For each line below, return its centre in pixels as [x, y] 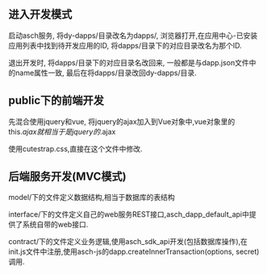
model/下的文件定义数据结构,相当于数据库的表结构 [92, 197]
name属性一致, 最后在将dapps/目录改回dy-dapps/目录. [106, 73]
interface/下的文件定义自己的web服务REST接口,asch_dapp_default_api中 [129, 214]
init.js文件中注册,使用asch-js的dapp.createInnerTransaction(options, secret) [134, 251]
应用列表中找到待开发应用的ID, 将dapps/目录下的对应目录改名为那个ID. [125, 45]
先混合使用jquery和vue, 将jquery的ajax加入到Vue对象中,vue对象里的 [122, 121]
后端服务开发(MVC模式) [67, 177]
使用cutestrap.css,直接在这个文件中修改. [75, 148]
